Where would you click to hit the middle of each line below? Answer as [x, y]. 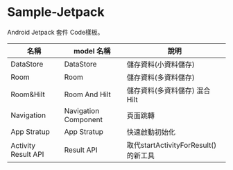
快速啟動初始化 [151, 132]
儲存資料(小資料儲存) [161, 65]
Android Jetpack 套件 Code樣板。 [55, 32]
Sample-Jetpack [56, 12]
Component [83, 119]
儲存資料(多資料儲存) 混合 [169, 90]
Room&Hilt [28, 94]
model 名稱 [92, 51]
